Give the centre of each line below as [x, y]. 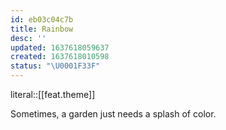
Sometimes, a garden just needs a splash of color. [113, 114]
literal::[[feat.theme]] [53, 94]
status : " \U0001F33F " [55, 66]
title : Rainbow [42, 29]
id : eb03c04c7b [42, 19]
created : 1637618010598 [60, 57]
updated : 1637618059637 [60, 47]
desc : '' [28, 38]
